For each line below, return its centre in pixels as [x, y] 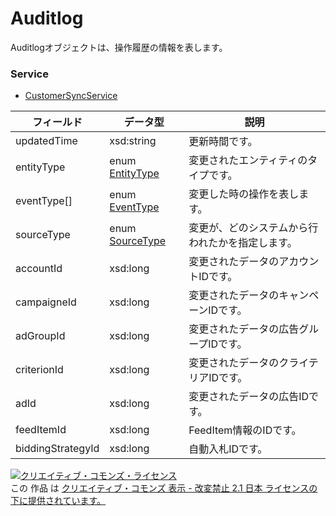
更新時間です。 [223, 142]
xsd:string [133, 141]
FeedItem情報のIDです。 [245, 430]
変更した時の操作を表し [244, 194]
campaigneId [46, 302]
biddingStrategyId [57, 449]
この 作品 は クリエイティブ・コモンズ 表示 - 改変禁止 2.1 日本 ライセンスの [164, 488]
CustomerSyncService [71, 96]
